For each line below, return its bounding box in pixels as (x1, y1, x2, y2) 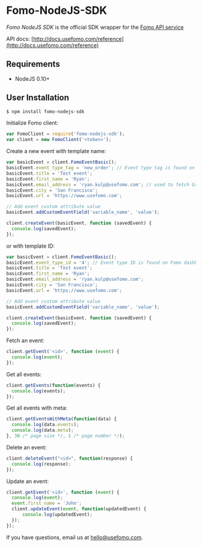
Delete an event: (6, 443, 47, 451)
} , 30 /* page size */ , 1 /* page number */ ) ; (6, 433, 125, 439)
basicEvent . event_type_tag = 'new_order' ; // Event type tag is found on (6, 165, 195, 171)
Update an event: (6, 477, 49, 485)
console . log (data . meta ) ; (11, 427, 74, 434)
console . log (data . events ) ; (11, 422, 79, 428)
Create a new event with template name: (6, 148, 106, 155)
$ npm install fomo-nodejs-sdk (6, 108, 85, 114)
